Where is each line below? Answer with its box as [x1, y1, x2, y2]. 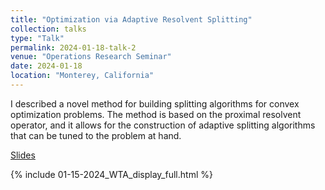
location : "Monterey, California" [10, 71, 155, 81]
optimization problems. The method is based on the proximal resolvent [10, 108, 302, 120]
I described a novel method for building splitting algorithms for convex [10, 97, 300, 110]
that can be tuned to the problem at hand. [10, 129, 182, 141]
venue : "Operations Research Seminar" [10, 52, 172, 62]
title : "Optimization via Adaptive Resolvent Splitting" [10, 14, 253, 25]
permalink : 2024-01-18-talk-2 [10, 42, 137, 53]
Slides [10, 149, 36, 161]
